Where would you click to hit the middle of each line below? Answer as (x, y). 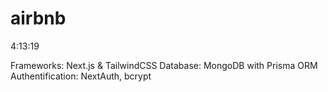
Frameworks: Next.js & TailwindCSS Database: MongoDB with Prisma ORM (164, 65)
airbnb (38, 18)
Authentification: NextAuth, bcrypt (81, 76)
